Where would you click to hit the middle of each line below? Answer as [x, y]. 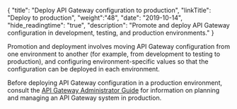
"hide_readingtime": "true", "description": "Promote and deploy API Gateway [118, 25]
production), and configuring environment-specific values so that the [108, 62]
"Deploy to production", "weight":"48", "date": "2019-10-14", [95, 18]
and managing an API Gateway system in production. [85, 98]
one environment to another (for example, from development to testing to [114, 54]
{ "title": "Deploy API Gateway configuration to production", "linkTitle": [109, 10]
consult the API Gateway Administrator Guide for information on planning [114, 90]
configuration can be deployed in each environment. [84, 69]
